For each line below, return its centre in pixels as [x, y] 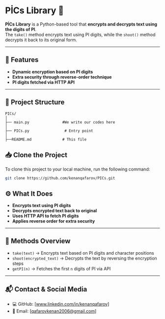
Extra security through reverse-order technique [62, 77]
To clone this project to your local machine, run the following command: [78, 169]
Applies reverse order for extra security [54, 221]
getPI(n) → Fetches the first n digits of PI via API [61, 268]
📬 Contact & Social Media [46, 289]
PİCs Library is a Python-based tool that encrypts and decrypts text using [81, 24]
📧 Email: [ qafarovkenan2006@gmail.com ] [54, 311]
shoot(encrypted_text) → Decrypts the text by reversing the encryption [84, 258]
